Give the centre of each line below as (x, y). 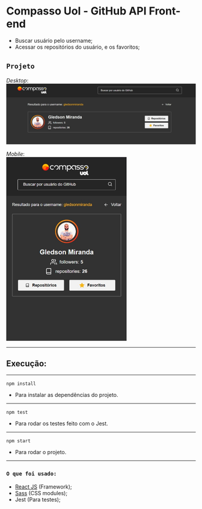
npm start (19, 441)
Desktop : (17, 80)
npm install (21, 384)
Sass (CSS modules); (41, 493)
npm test (17, 413)
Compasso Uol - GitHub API (76, 11)
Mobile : (16, 154)
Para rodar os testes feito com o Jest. (61, 423)
